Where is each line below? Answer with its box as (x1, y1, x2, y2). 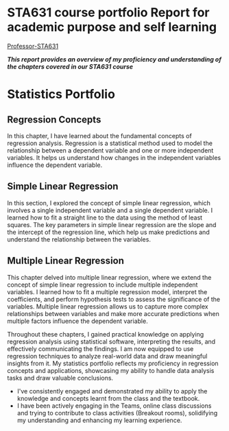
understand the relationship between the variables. (7, 235, 151, 244)
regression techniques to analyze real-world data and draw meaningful (7, 352, 208, 360)
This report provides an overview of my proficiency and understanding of (7, 55, 221, 63)
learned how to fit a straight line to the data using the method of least (7, 213, 203, 222)
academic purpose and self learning (7, 19, 217, 35)
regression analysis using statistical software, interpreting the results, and (7, 337, 216, 345)
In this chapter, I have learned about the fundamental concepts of (7, 131, 192, 140)
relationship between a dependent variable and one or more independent (7, 146, 214, 155)
